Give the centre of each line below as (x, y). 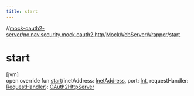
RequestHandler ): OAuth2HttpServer (50, 87)
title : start (22, 11)
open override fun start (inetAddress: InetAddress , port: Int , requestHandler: (97, 80)
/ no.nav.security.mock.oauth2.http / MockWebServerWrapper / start (101, 34)
